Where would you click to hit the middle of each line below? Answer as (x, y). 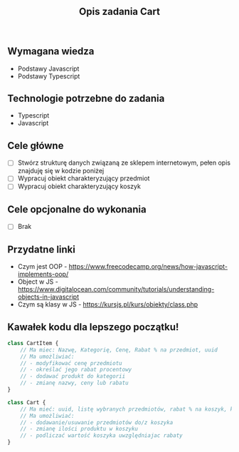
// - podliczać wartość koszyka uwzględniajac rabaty (101, 436)
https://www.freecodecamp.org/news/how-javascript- (148, 267)
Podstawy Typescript (49, 76)
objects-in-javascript (48, 297)
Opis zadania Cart (119, 12)
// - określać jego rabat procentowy (76, 370)
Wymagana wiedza (51, 52)
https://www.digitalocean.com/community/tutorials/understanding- (116, 289)
